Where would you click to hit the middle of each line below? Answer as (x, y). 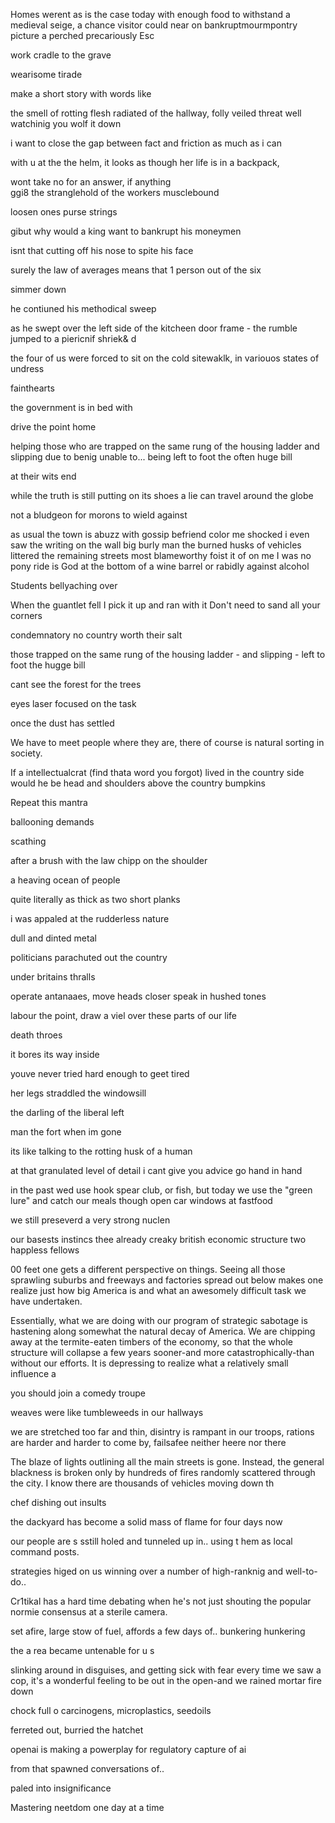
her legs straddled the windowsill (78, 1093)
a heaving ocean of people (65, 880)
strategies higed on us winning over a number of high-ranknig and (146, 1571)
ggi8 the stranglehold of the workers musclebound (115, 192)
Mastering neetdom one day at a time (87, 1807)
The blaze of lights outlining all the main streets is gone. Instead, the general (167, 1462)
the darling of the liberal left (67, 1112)
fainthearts (32, 388)
